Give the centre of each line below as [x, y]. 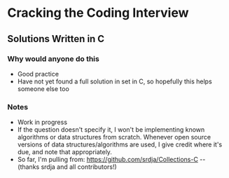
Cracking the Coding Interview [98, 13]
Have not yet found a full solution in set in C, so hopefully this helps [114, 81]
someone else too [43, 88]
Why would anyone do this [53, 59]
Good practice [38, 74]
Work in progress [42, 122]
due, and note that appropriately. [64, 152]
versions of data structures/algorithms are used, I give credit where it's [120, 144]
